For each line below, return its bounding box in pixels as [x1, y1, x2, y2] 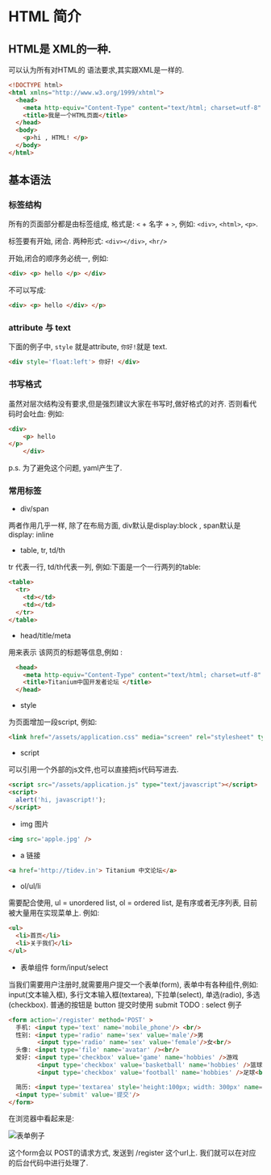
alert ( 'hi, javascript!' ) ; [15, 795, 106, 804]
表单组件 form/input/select [19, 962, 109, 972]
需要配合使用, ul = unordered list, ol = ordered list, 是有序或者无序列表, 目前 [8, 898, 258, 908]
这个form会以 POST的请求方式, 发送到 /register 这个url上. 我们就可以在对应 [8, 1148, 256, 1158]
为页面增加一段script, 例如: [8, 717, 98, 727]
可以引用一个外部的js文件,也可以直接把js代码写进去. [8, 764, 179, 774]
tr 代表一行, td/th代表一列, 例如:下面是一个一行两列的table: [8, 562, 202, 572]
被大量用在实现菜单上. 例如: [8, 908, 100, 918]
